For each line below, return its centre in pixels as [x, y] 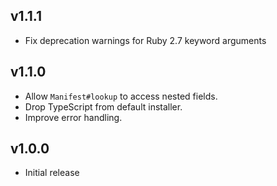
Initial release [52, 173]
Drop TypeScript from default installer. [103, 106]
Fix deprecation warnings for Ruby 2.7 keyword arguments [145, 40]
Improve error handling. [73, 117]
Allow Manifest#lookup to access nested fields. [121, 96]
